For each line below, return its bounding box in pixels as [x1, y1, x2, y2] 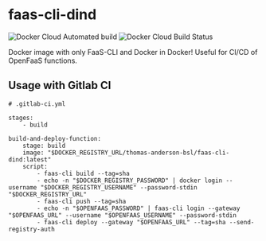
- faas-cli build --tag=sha [37, 169, 130, 177]
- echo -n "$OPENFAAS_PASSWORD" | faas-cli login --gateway [37, 204, 241, 212]
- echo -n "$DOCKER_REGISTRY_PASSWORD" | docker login [37, 177, 223, 185]
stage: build [22, 142, 66, 150]
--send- [229, 218, 255, 226]
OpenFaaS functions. [8, 56, 78, 65]
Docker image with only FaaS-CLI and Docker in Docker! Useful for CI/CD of [8, 47, 258, 56]
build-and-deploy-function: [8, 134, 102, 142]
